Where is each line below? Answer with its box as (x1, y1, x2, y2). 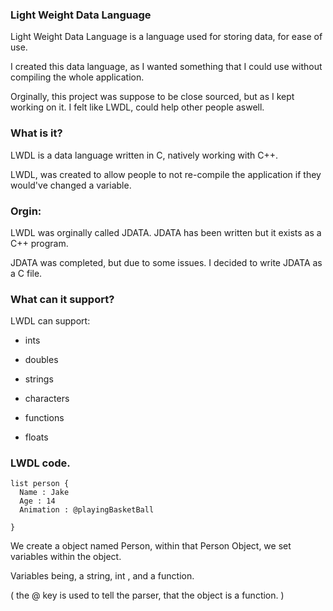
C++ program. (10, 237, 69, 249)
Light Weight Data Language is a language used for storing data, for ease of (10, 31, 323, 43)
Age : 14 (19, 496, 56, 507)
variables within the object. (10, 551, 122, 563)
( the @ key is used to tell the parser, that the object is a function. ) (10, 589, 285, 602)
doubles (24, 354, 59, 366)
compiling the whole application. (10, 71, 145, 83)
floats (24, 431, 49, 443)
